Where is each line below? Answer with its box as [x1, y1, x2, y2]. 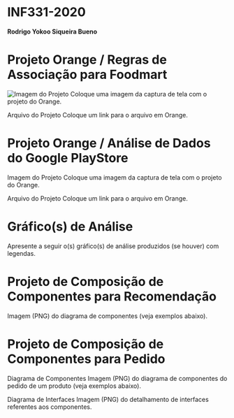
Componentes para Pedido [7, 351, 166, 367]
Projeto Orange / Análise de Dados [7, 136, 211, 151]
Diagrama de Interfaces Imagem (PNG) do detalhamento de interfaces [7, 395, 210, 403]
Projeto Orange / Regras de [7, 52, 168, 68]
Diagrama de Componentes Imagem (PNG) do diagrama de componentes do [7, 374, 228, 382]
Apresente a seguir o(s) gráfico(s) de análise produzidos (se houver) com [7, 242, 219, 250]
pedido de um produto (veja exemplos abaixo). [7, 382, 142, 390]
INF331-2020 [7, 4, 86, 20]
